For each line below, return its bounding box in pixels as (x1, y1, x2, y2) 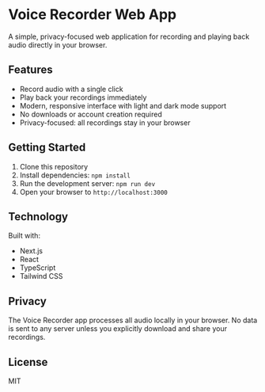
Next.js (19, 246, 44, 256)
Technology (8, 210, 69, 223)
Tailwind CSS (19, 272, 63, 281)
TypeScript (19, 263, 56, 272)
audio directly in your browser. (8, 40, 108, 49)
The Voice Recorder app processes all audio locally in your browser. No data (8, 315, 258, 325)
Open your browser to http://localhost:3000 (19, 187, 168, 196)
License (8, 355, 48, 369)
